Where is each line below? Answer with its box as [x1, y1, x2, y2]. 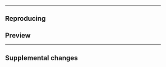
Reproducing [5, 14, 46, 23]
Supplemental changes [5, 54, 78, 62]
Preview [5, 31, 31, 39]
